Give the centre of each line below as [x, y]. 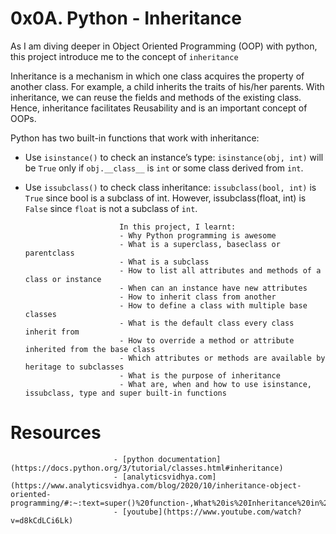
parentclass [49, 253]
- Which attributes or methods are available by [222, 358]
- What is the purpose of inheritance [200, 375]
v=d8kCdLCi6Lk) [42, 520]
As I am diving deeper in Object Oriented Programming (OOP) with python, [164, 46]
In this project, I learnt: [178, 227]
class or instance [63, 279]
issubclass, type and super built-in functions [125, 393]
